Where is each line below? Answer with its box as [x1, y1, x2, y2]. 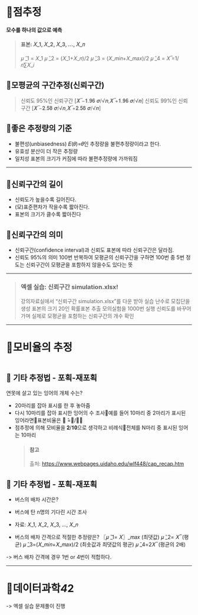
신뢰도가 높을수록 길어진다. [14, 196, 77, 203]
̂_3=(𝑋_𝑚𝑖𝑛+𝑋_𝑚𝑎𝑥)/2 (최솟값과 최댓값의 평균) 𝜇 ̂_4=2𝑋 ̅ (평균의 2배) [25, 541, 186, 548]
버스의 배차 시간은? [14, 496, 59, 503]
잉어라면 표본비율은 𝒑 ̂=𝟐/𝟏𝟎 [14, 417, 83, 424]
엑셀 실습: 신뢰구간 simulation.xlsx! [20, 283, 119, 291]
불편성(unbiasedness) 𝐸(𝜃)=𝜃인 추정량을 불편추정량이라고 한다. [14, 140, 161, 147]
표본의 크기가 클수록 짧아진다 [14, 211, 81, 218]
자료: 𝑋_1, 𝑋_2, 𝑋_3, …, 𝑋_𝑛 [14, 521, 78, 528]
